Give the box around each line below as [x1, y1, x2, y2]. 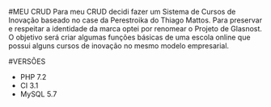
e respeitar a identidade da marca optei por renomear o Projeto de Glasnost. [8, 24, 263, 33]
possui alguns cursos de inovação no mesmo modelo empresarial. [8, 41, 229, 51]
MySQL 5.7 [19, 89, 57, 99]
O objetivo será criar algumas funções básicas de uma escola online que [8, 32, 251, 42]
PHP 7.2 [19, 72, 47, 81]
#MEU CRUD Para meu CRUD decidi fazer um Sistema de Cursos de [8, 7, 236, 16]
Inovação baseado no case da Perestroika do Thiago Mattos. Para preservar [8, 15, 263, 25]
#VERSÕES [8, 56, 46, 66]
